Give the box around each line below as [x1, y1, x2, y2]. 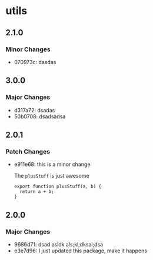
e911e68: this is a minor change [14, 161, 91, 168]
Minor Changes [5, 45, 51, 54]
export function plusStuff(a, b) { [14, 184, 102, 189]
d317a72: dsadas [14, 106, 55, 114]
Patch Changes [5, 147, 51, 155]
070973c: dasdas [14, 58, 56, 65]
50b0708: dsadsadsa [14, 113, 66, 120]
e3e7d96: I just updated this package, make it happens [14, 247, 148, 254]
